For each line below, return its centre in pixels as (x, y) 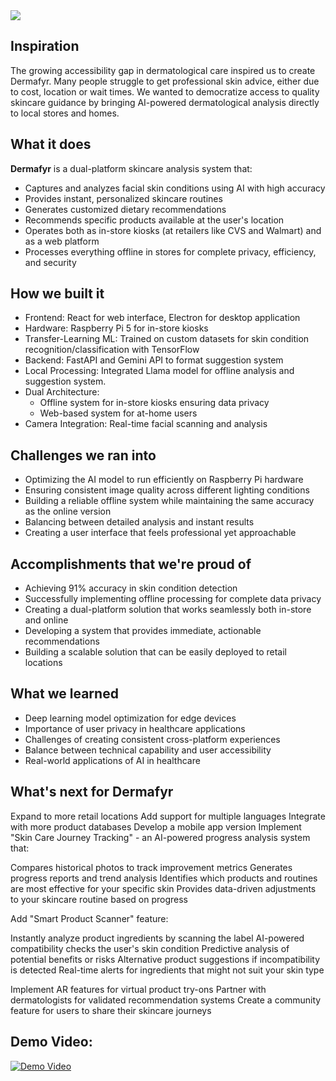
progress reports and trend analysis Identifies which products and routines (164, 878)
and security (50, 262)
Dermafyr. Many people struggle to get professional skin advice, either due (165, 81)
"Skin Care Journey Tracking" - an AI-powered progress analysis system (160, 837)
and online (46, 620)
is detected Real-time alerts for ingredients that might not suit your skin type (167, 970)
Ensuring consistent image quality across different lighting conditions (167, 490)
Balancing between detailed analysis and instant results (139, 522)
